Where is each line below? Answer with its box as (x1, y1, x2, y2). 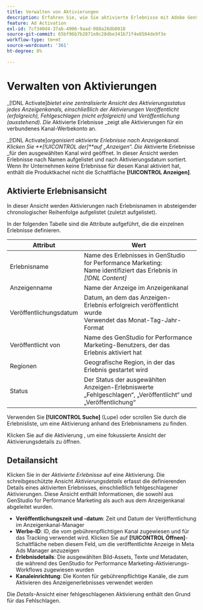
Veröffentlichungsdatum (10, 308, 78, 316)
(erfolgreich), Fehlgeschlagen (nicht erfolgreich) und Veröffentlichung (7, 112, 180, 119)
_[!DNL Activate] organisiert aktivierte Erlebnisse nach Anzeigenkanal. (7, 136, 180, 143)
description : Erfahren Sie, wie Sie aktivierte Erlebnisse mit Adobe (7, 14, 186, 20)
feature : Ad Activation (7, 20, 67, 26)
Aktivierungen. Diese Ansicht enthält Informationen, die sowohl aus (7, 491, 173, 498)
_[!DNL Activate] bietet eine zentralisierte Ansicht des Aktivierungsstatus (7, 99, 186, 106)
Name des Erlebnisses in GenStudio (84, 251, 186, 259)
